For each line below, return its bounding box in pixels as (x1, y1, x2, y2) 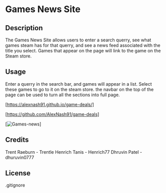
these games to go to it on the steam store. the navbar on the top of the (5, 86, 154, 92)
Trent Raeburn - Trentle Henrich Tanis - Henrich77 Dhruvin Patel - (5, 149, 142, 155)
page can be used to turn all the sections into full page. (5, 92, 120, 98)
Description (5, 24, 43, 32)
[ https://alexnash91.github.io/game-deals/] (5, 101, 94, 107)
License (5, 169, 31, 177)
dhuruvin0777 (5, 154, 34, 160)
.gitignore (5, 182, 25, 188)
